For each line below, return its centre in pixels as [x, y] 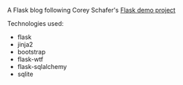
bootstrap [31, 52]
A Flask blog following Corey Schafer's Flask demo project [91, 10]
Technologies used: [36, 23]
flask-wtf [30, 59]
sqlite [25, 74]
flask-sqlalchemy [42, 67]
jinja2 [25, 44]
